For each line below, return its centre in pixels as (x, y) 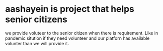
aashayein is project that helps (70, 9)
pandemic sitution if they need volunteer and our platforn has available (78, 38)
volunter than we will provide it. (37, 43)
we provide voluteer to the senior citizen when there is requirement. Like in (81, 33)
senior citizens (36, 19)
